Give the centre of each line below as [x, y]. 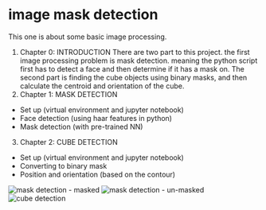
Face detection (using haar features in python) [96, 118]
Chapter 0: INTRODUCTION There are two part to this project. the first [135, 52]
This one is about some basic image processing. [88, 37]
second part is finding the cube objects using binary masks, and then [133, 77]
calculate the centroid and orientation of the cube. [102, 86]
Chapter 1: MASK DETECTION [68, 94]
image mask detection [83, 15]
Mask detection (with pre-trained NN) [81, 126]
